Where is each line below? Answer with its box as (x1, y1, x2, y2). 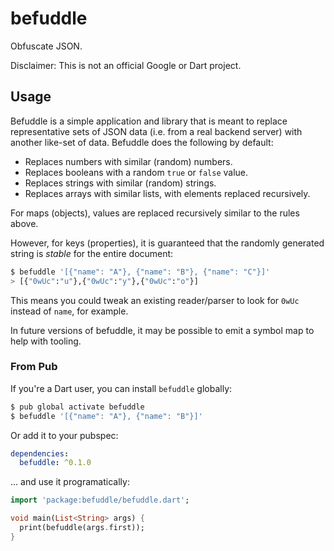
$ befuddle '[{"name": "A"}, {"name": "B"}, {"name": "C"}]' (10, 267, 271, 277)
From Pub (10, 360, 58, 374)
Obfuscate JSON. (10, 40, 83, 52)
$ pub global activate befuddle (10, 402, 145, 412)
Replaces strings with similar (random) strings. (24, 177, 217, 189)
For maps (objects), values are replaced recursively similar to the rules (10, 207, 300, 219)
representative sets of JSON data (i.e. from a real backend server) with (10, 125, 303, 137)
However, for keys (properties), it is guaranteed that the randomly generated (10, 237, 325, 249)
